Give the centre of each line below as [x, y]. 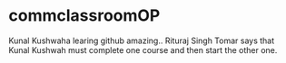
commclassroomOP [84, 16]
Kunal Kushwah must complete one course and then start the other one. [143, 49]
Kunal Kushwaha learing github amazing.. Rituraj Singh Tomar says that [142, 40]
